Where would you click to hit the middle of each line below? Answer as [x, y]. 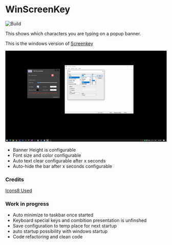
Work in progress [27, 204]
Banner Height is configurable [44, 150]
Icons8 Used [19, 191]
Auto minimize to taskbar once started [53, 215]
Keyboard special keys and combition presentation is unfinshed [80, 220]
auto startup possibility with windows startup [60, 231]
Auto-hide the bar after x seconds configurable [62, 166]
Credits [15, 179]
